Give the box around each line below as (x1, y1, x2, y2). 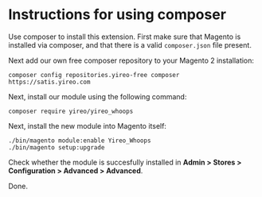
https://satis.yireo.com (8, 78, 91, 86)
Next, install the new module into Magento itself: (8, 121, 167, 130)
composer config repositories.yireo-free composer (8, 71, 180, 79)
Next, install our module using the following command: (8, 91, 187, 101)
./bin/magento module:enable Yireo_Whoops (8, 137, 151, 145)
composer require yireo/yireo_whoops (8, 107, 134, 115)
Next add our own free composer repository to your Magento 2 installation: (8, 56, 255, 65)
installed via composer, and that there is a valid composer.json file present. (8, 40, 252, 49)
